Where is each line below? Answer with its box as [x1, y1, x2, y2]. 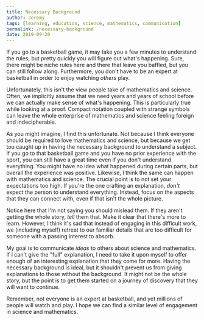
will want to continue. [6, 283, 60, 291]
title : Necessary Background [6, 9, 80, 15]
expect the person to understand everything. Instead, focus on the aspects [6, 188, 194, 196]
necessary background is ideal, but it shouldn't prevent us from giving [6, 264, 182, 271]
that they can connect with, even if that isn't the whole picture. [6, 195, 163, 202]
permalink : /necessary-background [6, 26, 94, 32]
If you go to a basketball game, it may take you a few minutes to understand [6, 48, 197, 55]
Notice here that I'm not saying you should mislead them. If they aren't [6, 207, 183, 214]
